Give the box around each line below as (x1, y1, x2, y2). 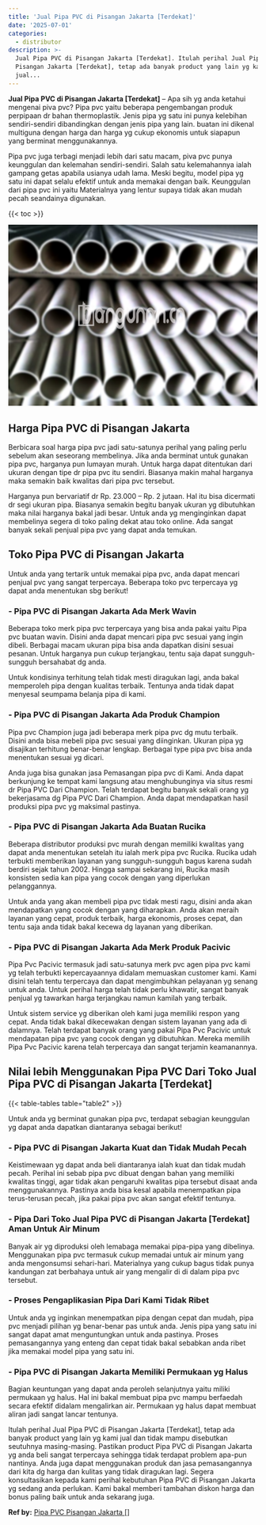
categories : (8, 29, 47, 37)
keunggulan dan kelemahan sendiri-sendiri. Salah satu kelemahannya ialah (8, 159, 252, 169)
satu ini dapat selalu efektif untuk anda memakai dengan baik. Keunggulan (8, 177, 251, 186)
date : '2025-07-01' (8, 21, 73, 29)
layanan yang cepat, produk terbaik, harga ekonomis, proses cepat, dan (8, 913, 243, 922)
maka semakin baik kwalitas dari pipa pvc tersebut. (8, 476, 176, 486)
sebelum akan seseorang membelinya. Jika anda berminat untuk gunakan (8, 451, 249, 461)
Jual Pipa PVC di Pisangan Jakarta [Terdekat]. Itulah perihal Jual (15, 55, 246, 63)
